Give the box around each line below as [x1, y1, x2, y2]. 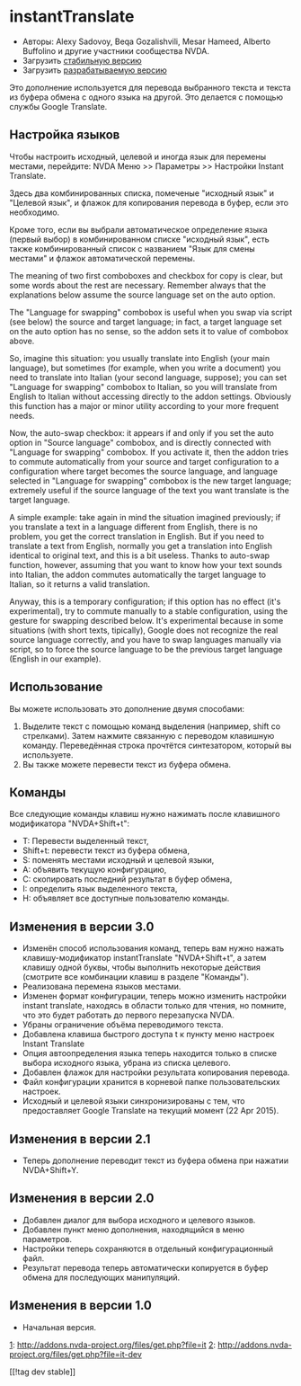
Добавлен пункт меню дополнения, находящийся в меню [22, 1224, 245, 1235]
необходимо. [9, 207, 60, 218]
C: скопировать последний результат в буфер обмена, [22, 874, 233, 884]
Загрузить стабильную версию [22, 55, 142, 66]
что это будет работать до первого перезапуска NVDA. [22, 1009, 235, 1021]
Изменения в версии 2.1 [9, 1131, 151, 1147]
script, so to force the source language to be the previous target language [9, 644, 283, 654]
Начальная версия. [22, 1321, 97, 1332]
